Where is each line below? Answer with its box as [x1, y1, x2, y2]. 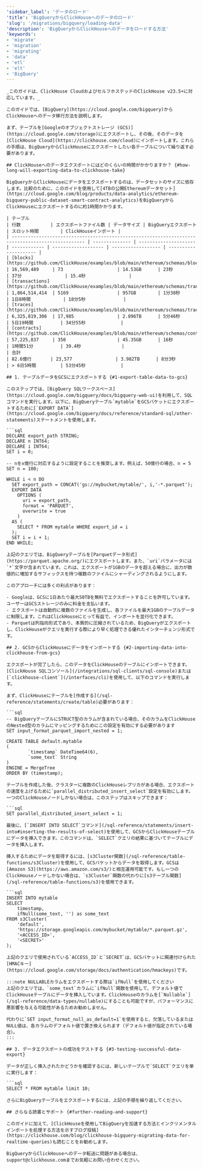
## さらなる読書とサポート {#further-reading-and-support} [6, 1109, 148, 1115]
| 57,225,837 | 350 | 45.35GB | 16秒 [6, 337, 173, 343]
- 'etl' [6, 59, 26, 65]
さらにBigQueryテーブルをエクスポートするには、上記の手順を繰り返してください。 [6, 1098, 185, 1104]
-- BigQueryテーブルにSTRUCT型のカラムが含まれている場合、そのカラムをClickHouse [6, 716, 196, 722]
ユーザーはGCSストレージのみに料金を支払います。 [6, 601, 113, 607]
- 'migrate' [6, 37, 36, 43]
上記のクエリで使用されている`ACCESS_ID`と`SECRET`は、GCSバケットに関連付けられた [6, 954, 196, 961]
